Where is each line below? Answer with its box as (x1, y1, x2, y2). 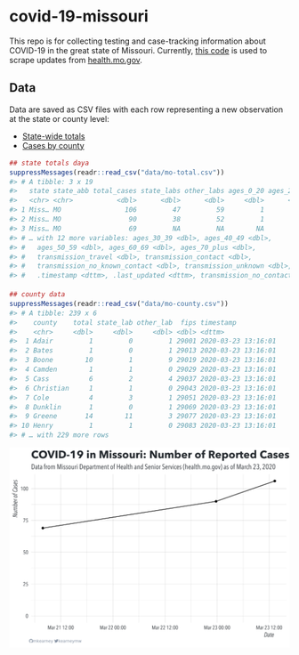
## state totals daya (9, 158, 90, 167)
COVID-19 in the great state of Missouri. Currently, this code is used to (9, 44, 268, 55)
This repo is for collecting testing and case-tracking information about (9, 36, 267, 46)
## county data (9, 290, 66, 299)
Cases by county (21, 140, 85, 150)
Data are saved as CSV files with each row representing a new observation (9, 104, 284, 115)
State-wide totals (21, 131, 85, 142)
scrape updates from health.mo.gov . (9, 54, 142, 65)
